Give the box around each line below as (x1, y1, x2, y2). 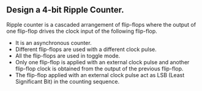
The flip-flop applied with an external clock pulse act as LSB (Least (15, 71, 185, 78)
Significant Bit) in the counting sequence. (15, 78, 120, 85)
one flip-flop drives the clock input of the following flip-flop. (6, 27, 157, 35)
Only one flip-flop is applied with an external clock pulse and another (15, 58, 190, 66)
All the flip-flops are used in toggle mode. (15, 52, 121, 59)
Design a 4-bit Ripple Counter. (6, 5, 124, 15)
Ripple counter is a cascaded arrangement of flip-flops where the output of (6, 21, 196, 28)
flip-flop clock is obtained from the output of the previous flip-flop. (15, 65, 184, 72)
